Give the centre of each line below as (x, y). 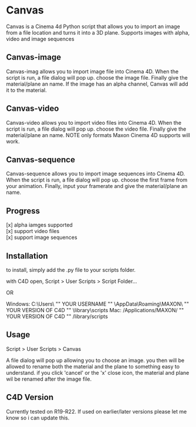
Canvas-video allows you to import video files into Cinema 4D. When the (94, 122)
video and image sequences (40, 39)
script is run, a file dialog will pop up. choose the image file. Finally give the (97, 77)
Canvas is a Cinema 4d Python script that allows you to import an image (93, 26)
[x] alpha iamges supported (40, 225)
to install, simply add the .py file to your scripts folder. (71, 270)
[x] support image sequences (42, 237)
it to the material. (26, 90)
